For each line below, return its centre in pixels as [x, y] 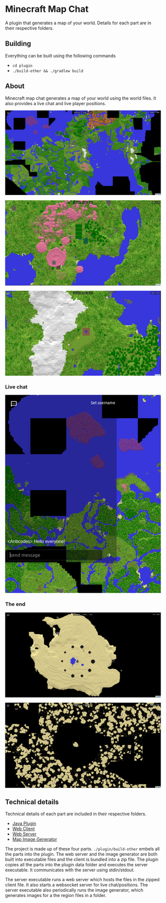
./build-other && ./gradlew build [48, 71]
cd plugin [22, 65]
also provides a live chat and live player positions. [56, 103]
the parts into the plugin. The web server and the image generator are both [81, 854]
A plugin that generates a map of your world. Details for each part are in [78, 23]
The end [15, 604]
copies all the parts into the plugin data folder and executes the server [77, 865]
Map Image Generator [35, 840]
